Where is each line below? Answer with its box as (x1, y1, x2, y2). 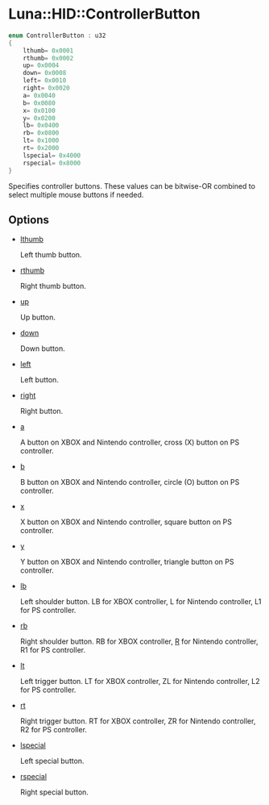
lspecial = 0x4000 (23, 151, 81, 160)
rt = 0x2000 (23, 144, 60, 152)
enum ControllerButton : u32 (8, 31, 106, 40)
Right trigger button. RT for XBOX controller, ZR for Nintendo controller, (19, 716, 256, 726)
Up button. (19, 312, 56, 323)
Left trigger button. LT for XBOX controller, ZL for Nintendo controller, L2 (19, 677, 260, 686)
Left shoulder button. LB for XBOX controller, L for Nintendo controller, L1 (19, 597, 262, 607)
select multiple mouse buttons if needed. (8, 190, 144, 199)
